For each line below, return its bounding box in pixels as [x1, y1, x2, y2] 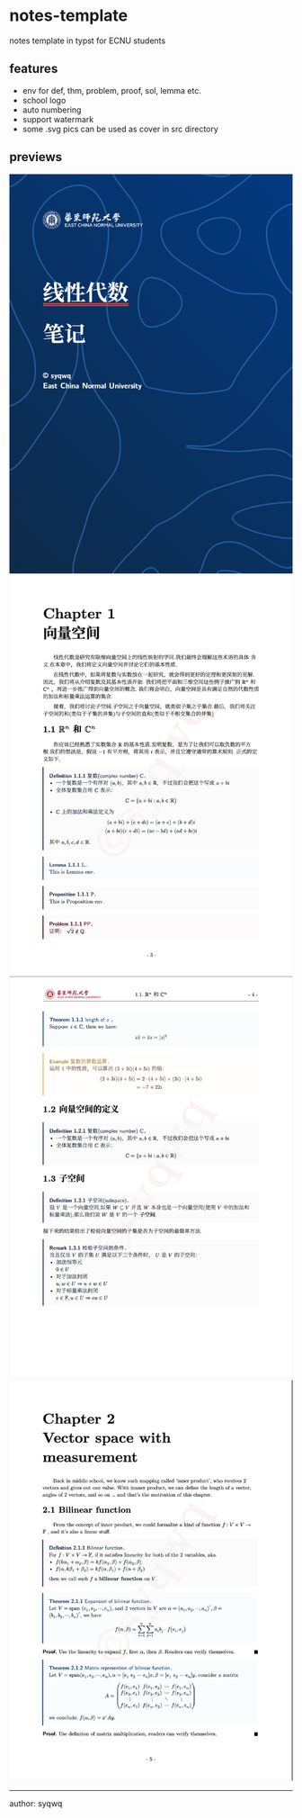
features [9, 61, 58, 76]
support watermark [22, 113, 94, 124]
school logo [22, 94, 67, 105]
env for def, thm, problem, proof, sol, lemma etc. [22, 85, 202, 95]
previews [9, 149, 63, 165]
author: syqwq [9, 1797, 63, 1809]
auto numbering [22, 104, 82, 115]
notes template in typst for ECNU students [9, 35, 166, 46]
